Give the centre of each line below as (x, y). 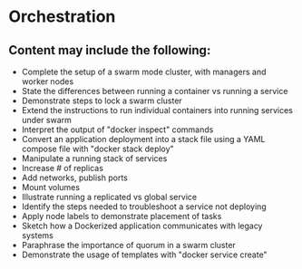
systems (37, 235)
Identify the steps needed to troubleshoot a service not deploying (144, 207)
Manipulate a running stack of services (94, 159)
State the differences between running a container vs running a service (155, 91)
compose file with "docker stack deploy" (97, 149)
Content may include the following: (110, 50)
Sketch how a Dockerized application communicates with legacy (142, 226)
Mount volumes (51, 187)
